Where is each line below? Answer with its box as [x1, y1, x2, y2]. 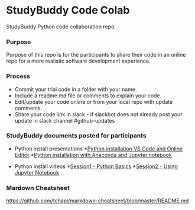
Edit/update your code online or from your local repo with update [14, 98, 173, 105]
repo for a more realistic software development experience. [6, 57, 151, 65]
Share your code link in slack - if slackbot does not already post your [14, 110, 183, 118]
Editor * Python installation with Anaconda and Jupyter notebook [14, 151, 173, 158]
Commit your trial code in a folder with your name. [14, 86, 137, 93]
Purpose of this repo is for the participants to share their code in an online [6, 51, 186, 58]
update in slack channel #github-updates [14, 117, 115, 124]
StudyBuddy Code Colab [6, 4, 130, 17]
